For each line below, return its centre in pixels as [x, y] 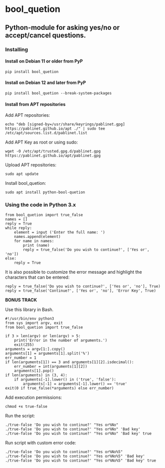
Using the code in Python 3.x [41, 205]
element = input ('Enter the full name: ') [60, 233]
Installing [17, 49]
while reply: [19, 228]
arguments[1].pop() [34, 371]
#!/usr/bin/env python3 [30, 319]
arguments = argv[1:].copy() [35, 349]
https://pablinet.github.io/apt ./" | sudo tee [55, 129]
